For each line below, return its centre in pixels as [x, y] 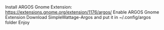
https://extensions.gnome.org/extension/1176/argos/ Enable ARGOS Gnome [82, 12]
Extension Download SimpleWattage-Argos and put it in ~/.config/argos [78, 17]
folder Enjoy [17, 22]
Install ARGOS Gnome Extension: [39, 7]
